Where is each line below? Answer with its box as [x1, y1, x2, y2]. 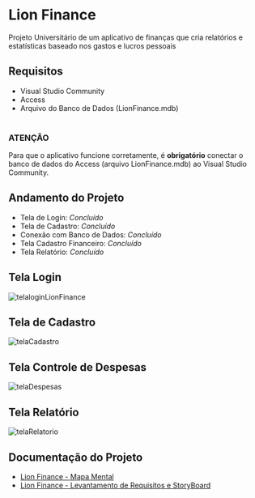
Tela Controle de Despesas [8, 360, 147, 374]
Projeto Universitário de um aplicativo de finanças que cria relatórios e [8, 32, 243, 42]
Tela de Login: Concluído [19, 212, 104, 222]
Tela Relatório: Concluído [19, 247, 104, 257]
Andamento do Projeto [8, 191, 125, 205]
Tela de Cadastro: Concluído [19, 221, 116, 231]
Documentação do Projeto [8, 450, 143, 464]
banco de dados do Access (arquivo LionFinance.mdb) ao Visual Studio [8, 160, 248, 169]
